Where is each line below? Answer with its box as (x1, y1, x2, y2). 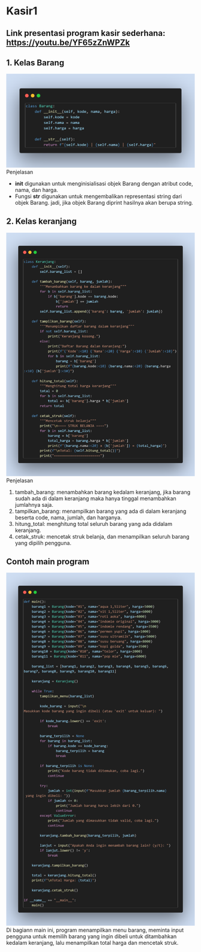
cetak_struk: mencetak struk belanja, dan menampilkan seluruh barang (14, 533, 190, 540)
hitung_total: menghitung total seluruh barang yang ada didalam (14, 520, 172, 527)
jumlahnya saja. (14, 501, 54, 508)
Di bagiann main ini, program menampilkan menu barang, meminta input (6, 926, 184, 933)
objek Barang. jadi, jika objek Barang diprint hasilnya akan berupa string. (14, 199, 193, 206)
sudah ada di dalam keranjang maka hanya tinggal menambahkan (14, 495, 176, 502)
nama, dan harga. (14, 186, 59, 193)
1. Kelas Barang (6, 57, 65, 68)
